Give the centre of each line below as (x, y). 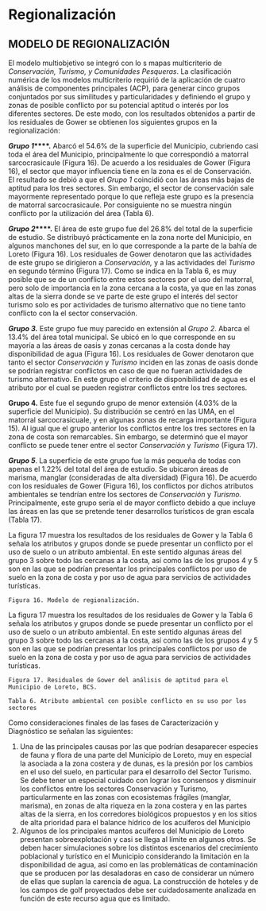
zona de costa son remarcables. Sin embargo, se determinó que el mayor (128, 437)
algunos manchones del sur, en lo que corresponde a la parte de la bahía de (133, 245)
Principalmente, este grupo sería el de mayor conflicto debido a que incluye (132, 503)
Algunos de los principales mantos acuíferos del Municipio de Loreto (132, 831)
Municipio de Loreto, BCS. (53, 687)
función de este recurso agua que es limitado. (95, 898)
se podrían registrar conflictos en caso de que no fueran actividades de (125, 371)
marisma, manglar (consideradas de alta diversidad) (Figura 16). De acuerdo (133, 477)
